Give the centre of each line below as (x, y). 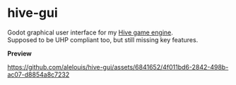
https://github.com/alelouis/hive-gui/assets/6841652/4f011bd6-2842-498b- (118, 67)
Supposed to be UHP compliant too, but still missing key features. (103, 39)
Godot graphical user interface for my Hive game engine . (90, 32)
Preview (19, 53)
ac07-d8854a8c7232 (39, 74)
